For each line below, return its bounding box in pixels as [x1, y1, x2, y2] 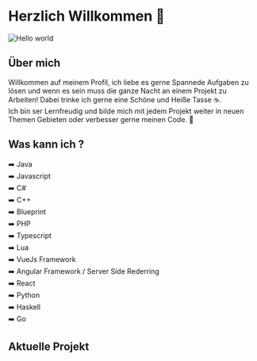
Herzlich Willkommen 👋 [8, 7, 165, 25]
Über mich [8, 56, 61, 70]
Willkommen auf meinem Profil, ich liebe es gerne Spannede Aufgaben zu [8, 77, 250, 86]
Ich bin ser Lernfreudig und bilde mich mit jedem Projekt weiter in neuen [8, 106, 244, 116]
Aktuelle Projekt [8, 340, 90, 353]
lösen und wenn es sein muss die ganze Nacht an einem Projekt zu [8, 86, 228, 95]
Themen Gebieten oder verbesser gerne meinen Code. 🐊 [8, 114, 194, 124]
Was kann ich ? [8, 138, 85, 152]
